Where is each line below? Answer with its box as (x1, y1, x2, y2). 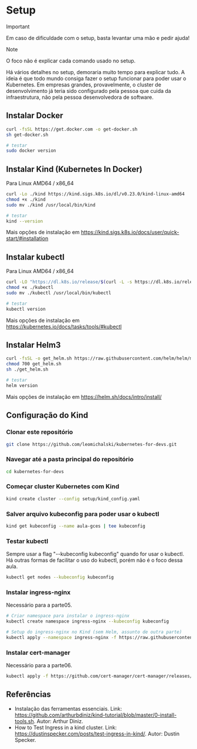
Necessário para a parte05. (6, 601, 72, 609)
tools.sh (14, 717, 34, 724)
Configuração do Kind (6, 410, 89, 421)
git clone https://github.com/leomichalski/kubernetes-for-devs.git (6, 441, 177, 447)
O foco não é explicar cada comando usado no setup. (6, 57, 136, 64)
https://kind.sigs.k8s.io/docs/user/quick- (81, 229, 179, 236)
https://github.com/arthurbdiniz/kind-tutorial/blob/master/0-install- (14, 711, 177, 718)
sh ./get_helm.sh (6, 367, 49, 372)
